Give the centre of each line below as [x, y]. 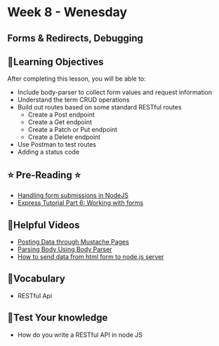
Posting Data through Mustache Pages [73, 242]
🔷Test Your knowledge [58, 318]
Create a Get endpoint [60, 122]
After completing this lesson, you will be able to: [77, 79]
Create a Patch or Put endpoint [73, 130]
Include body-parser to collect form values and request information [115, 93]
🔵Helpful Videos [44, 225]
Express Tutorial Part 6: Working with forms [80, 203]
